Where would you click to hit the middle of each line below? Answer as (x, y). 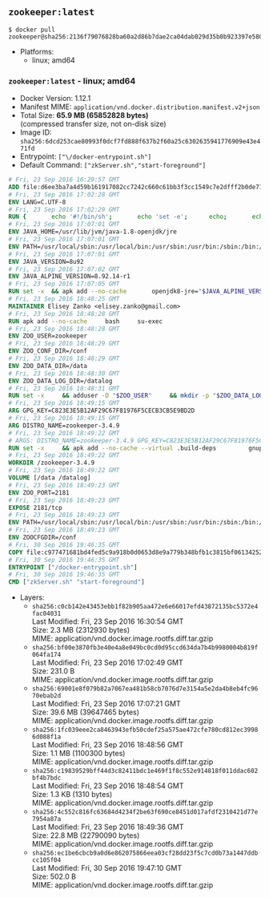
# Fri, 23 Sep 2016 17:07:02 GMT (64, 269)
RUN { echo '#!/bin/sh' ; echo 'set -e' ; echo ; (118, 217)
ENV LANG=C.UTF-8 (37, 202)
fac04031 (46, 614)
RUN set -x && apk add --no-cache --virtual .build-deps (112, 448)
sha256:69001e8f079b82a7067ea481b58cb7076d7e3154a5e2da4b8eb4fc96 (145, 689)
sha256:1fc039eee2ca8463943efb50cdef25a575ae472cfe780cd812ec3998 (145, 730)
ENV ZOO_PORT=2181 (39, 492)
